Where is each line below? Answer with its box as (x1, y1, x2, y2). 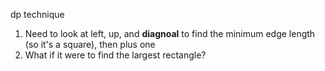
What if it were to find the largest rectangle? (24, 49, 207, 61)
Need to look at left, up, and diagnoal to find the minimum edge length (24, 28, 316, 39)
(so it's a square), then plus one (24, 39, 156, 50)
